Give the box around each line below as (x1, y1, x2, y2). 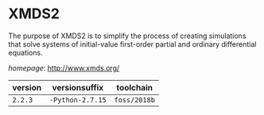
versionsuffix (52, 82, 104, 93)
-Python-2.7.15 (49, 95, 107, 104)
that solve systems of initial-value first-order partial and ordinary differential (8, 39, 257, 48)
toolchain (116, 82, 153, 93)
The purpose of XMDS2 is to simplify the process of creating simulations (8, 31, 247, 40)
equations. (8, 48, 43, 57)
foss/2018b (114, 95, 155, 104)
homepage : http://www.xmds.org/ (8, 63, 120, 72)
